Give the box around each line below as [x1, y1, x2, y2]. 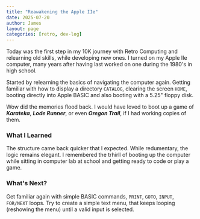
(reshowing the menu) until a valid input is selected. [6, 206, 134, 213]
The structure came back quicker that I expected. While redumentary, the [6, 145, 189, 152]
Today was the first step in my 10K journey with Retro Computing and [6, 48, 178, 55]
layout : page [6, 25, 39, 32]
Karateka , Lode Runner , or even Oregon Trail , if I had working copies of [6, 110, 187, 117]
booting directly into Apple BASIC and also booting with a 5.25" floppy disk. [6, 92, 194, 99]
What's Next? [6, 179, 47, 188]
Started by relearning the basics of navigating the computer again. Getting [6, 79, 191, 86]
